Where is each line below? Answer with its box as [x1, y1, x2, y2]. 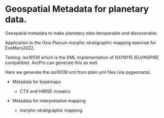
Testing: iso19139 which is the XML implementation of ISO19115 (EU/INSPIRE [5, 54, 159, 60]
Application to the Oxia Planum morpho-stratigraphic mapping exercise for [5, 39, 157, 45]
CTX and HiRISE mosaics [19, 88, 70, 94]
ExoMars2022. [5, 45, 35, 51]
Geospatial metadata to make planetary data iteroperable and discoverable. [5, 30, 158, 36]
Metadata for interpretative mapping [12, 97, 86, 104]
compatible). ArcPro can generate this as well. [5, 59, 99, 65]
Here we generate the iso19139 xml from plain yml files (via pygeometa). [5, 69, 152, 75]
